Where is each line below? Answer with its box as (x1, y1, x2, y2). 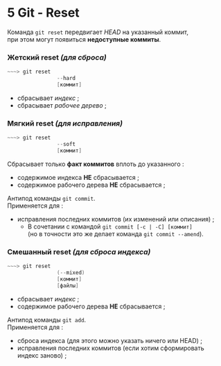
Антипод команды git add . (7, 315, 87, 324)
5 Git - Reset (7, 5, 80, 21)
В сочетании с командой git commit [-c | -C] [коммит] (27, 222, 193, 231)
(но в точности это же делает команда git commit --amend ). (27, 229, 204, 238)
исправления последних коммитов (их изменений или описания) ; (17, 215, 215, 223)
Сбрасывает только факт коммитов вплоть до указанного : (7, 160, 185, 168)
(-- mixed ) (56, 269, 85, 276)
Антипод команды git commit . (7, 194, 96, 202)
